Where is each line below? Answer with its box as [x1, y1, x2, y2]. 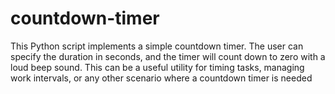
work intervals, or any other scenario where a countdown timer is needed [10, 72, 313, 84]
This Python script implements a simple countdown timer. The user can [10, 40, 304, 52]
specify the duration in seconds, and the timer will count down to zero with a [10, 50, 326, 62]
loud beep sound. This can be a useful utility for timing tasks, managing [10, 61, 305, 73]
